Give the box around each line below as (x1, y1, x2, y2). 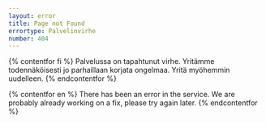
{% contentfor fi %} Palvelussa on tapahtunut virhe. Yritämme (8, 57, 215, 66)
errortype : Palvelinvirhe (8, 27, 96, 35)
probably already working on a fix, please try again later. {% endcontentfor (8, 98, 258, 108)
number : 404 (8, 34, 49, 43)
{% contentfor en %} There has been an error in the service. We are (8, 90, 235, 100)
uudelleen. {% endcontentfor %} (8, 74, 118, 83)
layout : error (8, 11, 57, 20)
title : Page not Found (8, 19, 85, 28)
